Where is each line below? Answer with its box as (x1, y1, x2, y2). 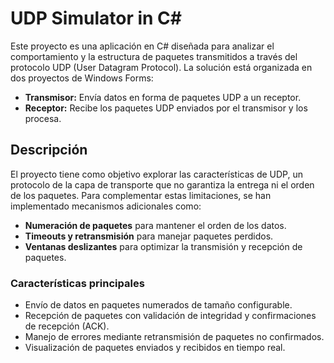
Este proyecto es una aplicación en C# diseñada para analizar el (10, 40, 275, 52)
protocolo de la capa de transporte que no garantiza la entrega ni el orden (10, 178, 315, 191)
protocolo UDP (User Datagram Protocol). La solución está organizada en (10, 61, 313, 73)
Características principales (10, 276, 145, 290)
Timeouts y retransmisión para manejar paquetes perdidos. (24, 230, 274, 242)
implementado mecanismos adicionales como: (10, 200, 202, 212)
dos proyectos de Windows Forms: (10, 72, 154, 84)
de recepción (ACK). (24, 320, 110, 332)
